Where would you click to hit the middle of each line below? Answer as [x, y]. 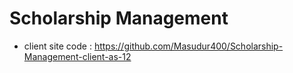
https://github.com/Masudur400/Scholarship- [188, 46]
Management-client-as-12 [77, 56]
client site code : [57, 46]
